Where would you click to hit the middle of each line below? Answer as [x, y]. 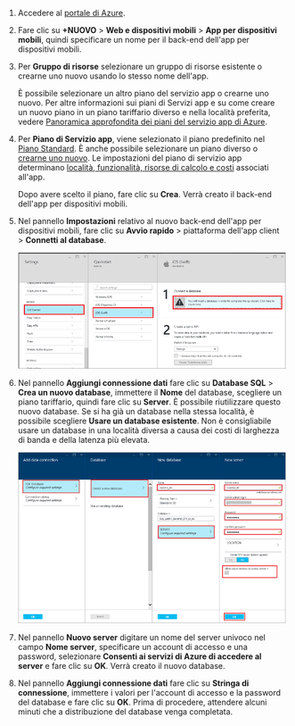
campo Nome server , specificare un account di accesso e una [132, 647]
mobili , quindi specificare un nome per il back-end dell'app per [133, 40]
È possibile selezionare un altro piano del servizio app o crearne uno [143, 93]
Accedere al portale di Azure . [71, 13]
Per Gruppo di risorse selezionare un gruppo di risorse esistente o [140, 67]
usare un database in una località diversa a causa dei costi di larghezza [148, 430]
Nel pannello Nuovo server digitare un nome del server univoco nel [141, 637]
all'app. [31, 177]
